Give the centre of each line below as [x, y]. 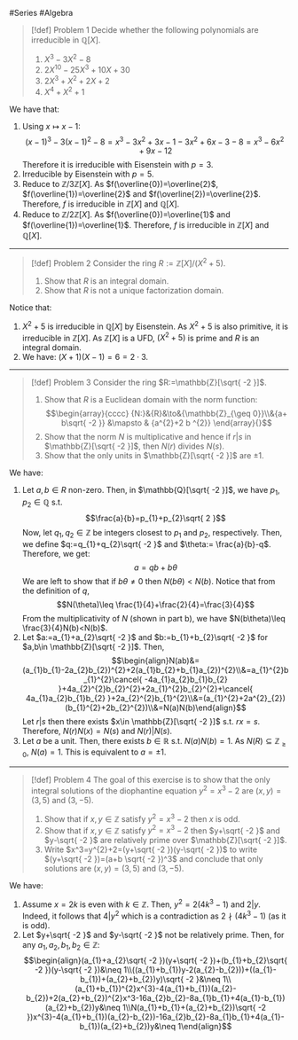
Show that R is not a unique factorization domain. [134, 290]
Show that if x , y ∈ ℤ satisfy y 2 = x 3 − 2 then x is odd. [142, 817]
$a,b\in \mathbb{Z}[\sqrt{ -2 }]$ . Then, [93, 646]
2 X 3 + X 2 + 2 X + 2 [77, 80]
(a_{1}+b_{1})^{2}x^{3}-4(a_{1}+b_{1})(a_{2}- [156, 989]
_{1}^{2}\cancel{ [113, 679]
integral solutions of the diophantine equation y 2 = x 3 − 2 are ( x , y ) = [156, 790]
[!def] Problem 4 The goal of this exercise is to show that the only [150, 780]
